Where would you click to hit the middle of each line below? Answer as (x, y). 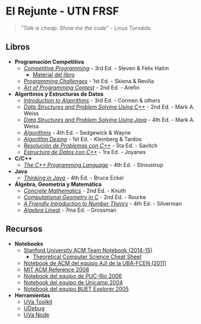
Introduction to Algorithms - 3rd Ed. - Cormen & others (92, 100)
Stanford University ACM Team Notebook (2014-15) (88, 250)
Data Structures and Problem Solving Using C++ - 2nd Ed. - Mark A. (109, 107)
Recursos (24, 229)
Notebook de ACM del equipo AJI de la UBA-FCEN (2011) (95, 263)
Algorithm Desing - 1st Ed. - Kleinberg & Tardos (83, 139)
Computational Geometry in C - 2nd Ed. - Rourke (85, 197)
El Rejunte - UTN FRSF (63, 11)
